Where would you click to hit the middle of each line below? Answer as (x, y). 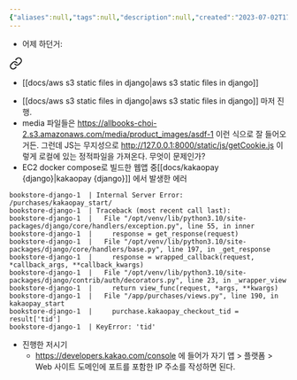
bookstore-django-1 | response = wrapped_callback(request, (132, 257)
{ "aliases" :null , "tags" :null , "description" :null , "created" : (122, 17)
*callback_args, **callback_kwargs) (76, 265)
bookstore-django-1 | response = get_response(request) (124, 234)
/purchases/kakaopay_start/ (61, 203)
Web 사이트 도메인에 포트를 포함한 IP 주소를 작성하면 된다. (135, 366)
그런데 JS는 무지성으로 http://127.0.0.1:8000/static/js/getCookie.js (157, 145)
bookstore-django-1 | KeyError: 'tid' (83, 327)
